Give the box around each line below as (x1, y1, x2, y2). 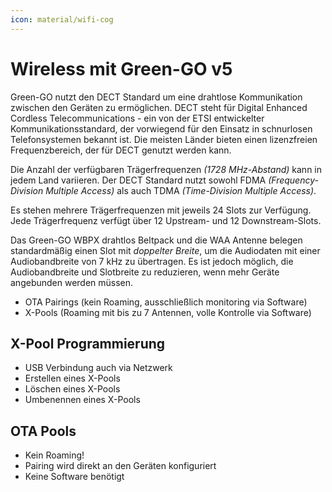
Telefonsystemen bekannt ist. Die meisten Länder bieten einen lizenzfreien (10, 133, 318, 145)
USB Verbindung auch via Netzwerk (24, 362, 173, 374)
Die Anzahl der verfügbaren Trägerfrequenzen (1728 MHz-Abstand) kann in (10, 163, 323, 175)
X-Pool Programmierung (10, 335, 166, 352)
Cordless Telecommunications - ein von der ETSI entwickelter (10, 112, 265, 124)
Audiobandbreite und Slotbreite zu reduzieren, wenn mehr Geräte (10, 266, 280, 278)
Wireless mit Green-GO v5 (10, 57, 233, 80)
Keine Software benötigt (24, 471, 125, 483)
